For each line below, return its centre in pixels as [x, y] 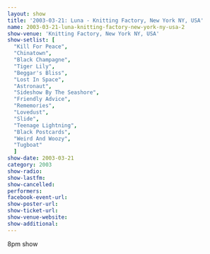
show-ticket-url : [33, 211]
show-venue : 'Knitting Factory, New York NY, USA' [83, 34]
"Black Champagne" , [42, 60]
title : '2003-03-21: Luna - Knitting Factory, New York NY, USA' [105, 20]
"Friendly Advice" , [42, 99]
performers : [25, 191]
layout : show [27, 14]
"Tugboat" [28, 145]
